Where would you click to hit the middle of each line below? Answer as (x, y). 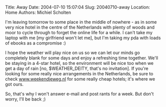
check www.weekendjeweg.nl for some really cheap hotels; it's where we (80, 79)
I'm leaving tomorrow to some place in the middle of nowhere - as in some (81, 22)
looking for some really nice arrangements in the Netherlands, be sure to (79, 74)
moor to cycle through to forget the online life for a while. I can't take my (79, 32)
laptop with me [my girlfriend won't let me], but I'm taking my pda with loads (83, 38)
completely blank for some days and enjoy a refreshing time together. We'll (82, 58)
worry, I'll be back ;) (26, 99)
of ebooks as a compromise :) (35, 43)
